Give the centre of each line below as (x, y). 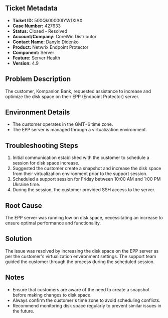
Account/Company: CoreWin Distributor (54, 36)
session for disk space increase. (46, 163)
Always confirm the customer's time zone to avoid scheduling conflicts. (86, 300)
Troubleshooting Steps (42, 145)
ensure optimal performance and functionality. (53, 223)
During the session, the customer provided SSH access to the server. (84, 190)
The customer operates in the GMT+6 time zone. (63, 124)
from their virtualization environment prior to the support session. (80, 174)
